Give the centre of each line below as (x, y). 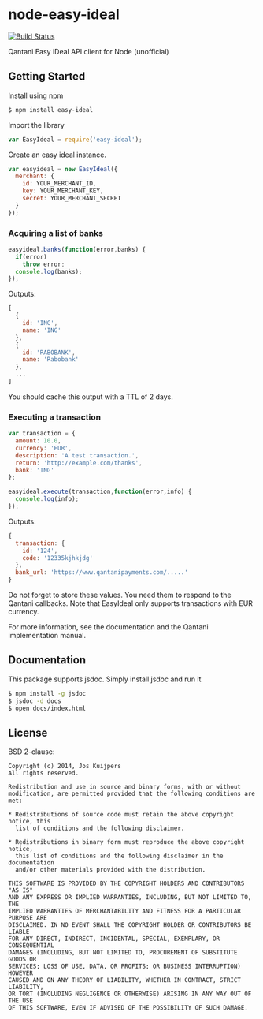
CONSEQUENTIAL (31, 946)
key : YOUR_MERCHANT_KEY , (63, 191)
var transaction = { (42, 434)
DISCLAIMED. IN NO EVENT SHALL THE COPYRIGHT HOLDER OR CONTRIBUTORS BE (130, 925)
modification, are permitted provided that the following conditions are (132, 794)
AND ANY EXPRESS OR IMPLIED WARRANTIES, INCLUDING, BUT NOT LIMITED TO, (130, 898)
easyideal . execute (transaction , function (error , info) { (100, 492)
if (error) (31, 257)
